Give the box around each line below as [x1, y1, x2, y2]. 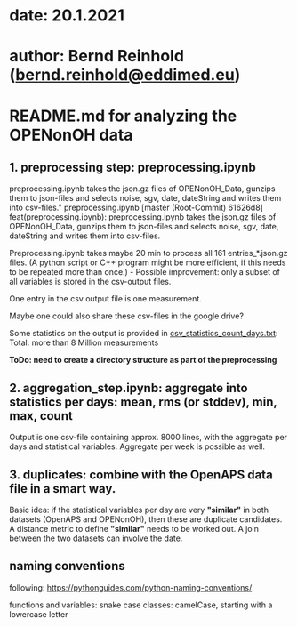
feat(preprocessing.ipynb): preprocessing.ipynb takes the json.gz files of [9, 212, 277, 222]
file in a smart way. [9, 481, 116, 496]
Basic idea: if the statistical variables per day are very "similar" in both [9, 504, 269, 515]
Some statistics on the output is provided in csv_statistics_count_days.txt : [9, 328, 278, 339]
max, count [9, 408, 73, 423]
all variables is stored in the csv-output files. [9, 277, 172, 287]
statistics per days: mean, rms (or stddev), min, [9, 394, 277, 409]
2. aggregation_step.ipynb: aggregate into [9, 380, 248, 396]
